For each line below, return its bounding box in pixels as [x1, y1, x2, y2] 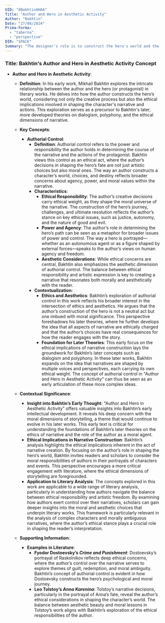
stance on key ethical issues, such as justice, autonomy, [41, 214, 155, 220]
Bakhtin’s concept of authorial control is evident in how [34, 570, 145, 576]
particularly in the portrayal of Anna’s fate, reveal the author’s [34, 591, 158, 597]
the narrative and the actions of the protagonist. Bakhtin [34, 152, 147, 158]
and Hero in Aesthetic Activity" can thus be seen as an [41, 376, 152, 382]
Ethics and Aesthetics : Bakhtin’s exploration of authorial [41, 293, 156, 298]
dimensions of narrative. [19, 117, 69, 123]
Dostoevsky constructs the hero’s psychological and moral [34, 575, 153, 582]
